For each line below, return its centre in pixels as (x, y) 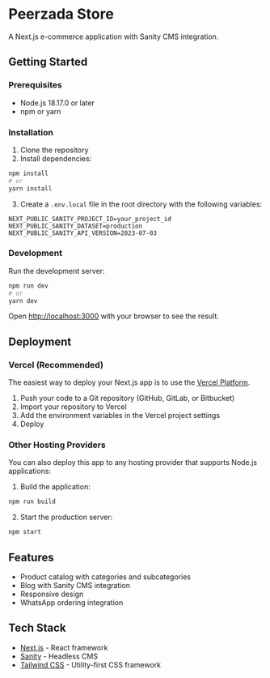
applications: (30, 471)
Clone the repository (54, 150)
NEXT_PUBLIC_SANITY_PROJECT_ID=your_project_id (90, 219)
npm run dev (28, 286)
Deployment (40, 341)
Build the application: (55, 487)
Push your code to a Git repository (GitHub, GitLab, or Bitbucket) (127, 399)
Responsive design (52, 594)
